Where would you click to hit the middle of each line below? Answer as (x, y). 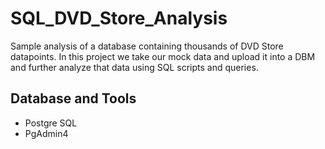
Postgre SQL (51, 123)
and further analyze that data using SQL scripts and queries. (134, 67)
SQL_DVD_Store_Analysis (119, 18)
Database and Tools (73, 98)
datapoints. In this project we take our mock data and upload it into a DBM (163, 56)
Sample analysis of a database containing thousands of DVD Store (147, 46)
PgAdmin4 (46, 133)
